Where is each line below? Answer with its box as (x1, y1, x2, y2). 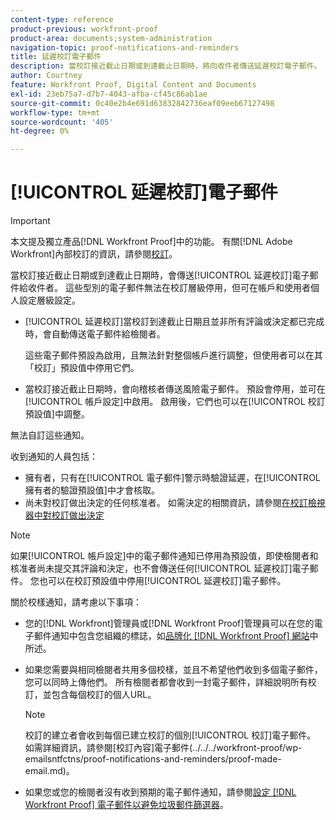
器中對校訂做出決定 (24, 509, 105, 521)
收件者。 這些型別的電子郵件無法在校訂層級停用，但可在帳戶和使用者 (27, 282, 311, 294)
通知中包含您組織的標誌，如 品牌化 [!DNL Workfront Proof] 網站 (51, 630, 310, 642)
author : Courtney (10, 71, 83, 81)
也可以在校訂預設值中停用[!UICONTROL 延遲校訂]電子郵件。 (38, 575, 287, 587)
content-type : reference (10, 14, 114, 25)
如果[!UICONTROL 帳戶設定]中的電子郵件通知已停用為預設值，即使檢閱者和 (10, 550, 319, 562)
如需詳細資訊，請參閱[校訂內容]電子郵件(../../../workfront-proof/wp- (24, 742, 303, 754)
